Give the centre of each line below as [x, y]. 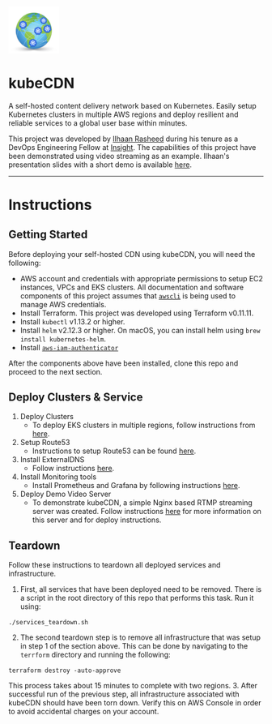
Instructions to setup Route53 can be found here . [114, 451]
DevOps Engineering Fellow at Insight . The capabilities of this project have [132, 147]
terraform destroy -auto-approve [65, 670]
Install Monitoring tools [58, 477]
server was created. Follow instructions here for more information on [147, 512]
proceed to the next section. [55, 371]
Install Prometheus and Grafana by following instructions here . [136, 486]
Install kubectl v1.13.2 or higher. [72, 321]
